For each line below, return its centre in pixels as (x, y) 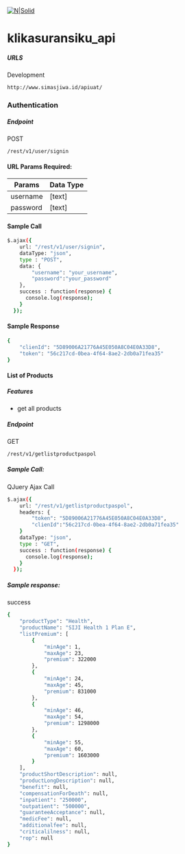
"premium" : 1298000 (71, 724)
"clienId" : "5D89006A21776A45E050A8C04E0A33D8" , (90, 347)
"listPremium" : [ (44, 634)
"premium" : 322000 (70, 660)
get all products (39, 408)
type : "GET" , (39, 544)
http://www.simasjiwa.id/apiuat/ (55, 88)
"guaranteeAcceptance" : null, (63, 813)
